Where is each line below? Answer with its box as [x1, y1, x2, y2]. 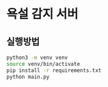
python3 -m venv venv [6, 54, 68, 61]
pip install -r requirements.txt [6, 66, 102, 74]
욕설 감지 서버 [6, 6, 79, 22]
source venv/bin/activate [6, 60, 80, 67]
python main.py [6, 73, 50, 80]
